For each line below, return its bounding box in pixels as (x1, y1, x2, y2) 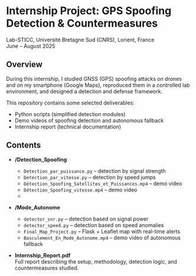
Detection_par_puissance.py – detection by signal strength (23, 167, 166, 175)
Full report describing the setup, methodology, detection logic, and (14, 258, 177, 265)
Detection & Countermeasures (6, 17, 158, 30)
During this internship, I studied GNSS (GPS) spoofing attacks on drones (6, 75, 182, 82)
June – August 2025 (6, 42, 55, 50)
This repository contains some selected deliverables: (6, 99, 135, 106)
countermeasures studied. (14, 264, 79, 271)
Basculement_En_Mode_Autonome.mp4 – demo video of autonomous (23, 234, 181, 241)
